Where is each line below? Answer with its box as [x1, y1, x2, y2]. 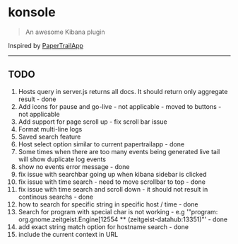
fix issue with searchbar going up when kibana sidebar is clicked [18, 170, 207, 178]
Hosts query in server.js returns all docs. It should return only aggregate [18, 87, 228, 95]
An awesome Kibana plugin [25, 28, 105, 36]
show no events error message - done [18, 162, 130, 170]
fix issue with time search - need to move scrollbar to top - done [18, 178, 206, 186]
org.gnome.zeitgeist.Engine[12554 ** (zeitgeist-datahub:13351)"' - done [18, 215, 228, 223]
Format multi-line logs [18, 124, 83, 133]
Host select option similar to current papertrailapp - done [18, 139, 185, 149]
